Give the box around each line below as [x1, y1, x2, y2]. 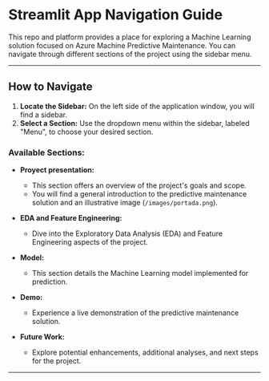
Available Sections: [8, 147, 86, 158]
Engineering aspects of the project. [31, 237, 148, 247]
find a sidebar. [19, 110, 68, 120]
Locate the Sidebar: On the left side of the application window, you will [19, 101, 255, 111]
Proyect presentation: [19, 165, 94, 175]
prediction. [31, 277, 68, 286]
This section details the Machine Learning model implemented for [31, 269, 249, 278]
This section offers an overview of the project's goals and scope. [31, 180, 247, 190]
